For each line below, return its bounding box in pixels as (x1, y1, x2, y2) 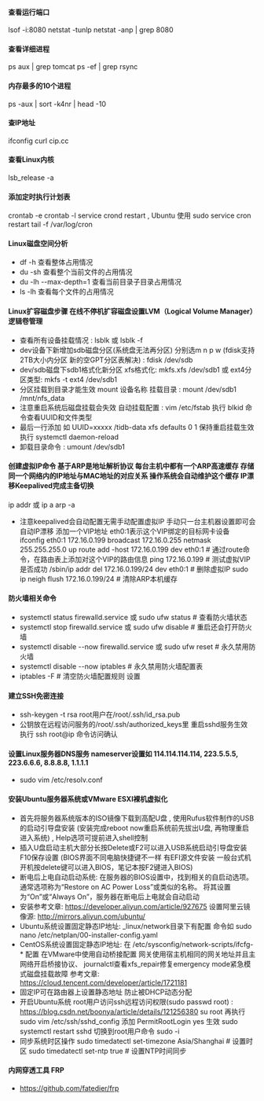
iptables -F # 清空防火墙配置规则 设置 (19, 672, 141, 681)
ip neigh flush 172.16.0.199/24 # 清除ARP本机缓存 (19, 574, 178, 583)
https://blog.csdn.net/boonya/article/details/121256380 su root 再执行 (19, 1007, 246, 1016)
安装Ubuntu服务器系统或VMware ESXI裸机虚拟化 (8, 795, 168, 804)
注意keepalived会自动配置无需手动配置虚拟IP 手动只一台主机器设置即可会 (19, 516, 256, 526)
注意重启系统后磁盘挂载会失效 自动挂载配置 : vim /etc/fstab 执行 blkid (19, 402, 244, 412)
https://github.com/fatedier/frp (19, 1083, 119, 1092)
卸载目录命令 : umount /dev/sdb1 (19, 442, 126, 451)
